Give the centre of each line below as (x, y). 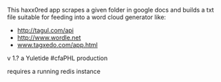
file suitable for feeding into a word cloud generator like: (87, 17)
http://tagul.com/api (45, 30)
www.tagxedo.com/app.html (57, 45)
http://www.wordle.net (49, 38)
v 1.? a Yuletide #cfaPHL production (57, 58)
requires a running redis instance (54, 71)
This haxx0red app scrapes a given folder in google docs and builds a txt (111, 10)
